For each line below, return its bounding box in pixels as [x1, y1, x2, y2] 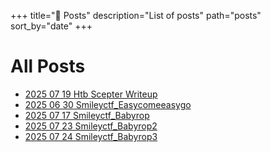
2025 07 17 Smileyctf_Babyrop [24, 109, 150, 121]
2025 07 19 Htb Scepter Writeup [24, 88, 158, 100]
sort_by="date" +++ [10, 20, 93, 32]
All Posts [10, 55, 86, 78]
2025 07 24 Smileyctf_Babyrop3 [24, 130, 158, 142]
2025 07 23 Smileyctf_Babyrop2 [24, 120, 158, 132]
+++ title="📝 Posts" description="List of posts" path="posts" [10, 10, 262, 21]
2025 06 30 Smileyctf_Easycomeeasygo [24, 98, 192, 110]
